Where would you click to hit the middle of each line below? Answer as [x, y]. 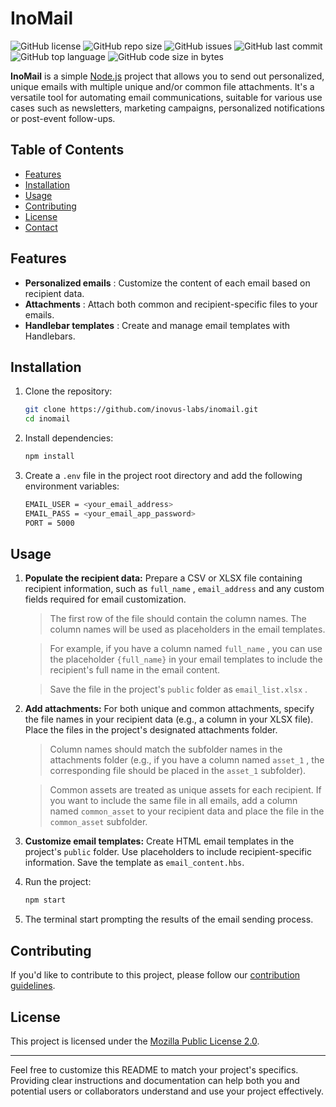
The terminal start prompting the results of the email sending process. [169, 919]
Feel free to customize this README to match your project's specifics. [154, 1069]
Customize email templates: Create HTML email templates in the [159, 841]
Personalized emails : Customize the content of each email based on [167, 283]
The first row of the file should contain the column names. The [178, 619]
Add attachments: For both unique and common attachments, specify [169, 709]
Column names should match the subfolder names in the [166, 749]
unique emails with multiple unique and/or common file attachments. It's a [162, 86]
